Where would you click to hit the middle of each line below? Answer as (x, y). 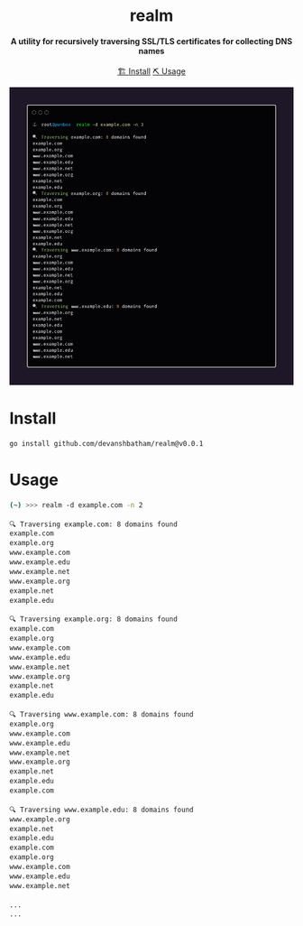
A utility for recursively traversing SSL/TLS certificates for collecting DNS (151, 41)
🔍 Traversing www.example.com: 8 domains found (101, 715)
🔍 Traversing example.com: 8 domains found (93, 524)
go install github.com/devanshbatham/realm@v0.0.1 (106, 444)
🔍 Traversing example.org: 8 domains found (93, 619)
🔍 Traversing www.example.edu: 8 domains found (101, 810)
